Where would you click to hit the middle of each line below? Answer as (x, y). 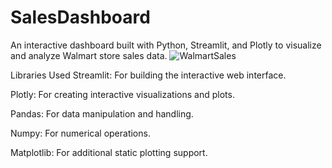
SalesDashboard (80, 17)
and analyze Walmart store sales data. (89, 55)
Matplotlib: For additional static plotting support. (109, 152)
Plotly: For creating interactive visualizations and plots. (122, 94)
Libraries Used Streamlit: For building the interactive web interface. (148, 75)
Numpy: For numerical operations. (80, 133)
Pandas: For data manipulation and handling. (102, 113)
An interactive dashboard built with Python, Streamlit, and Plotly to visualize (166, 45)
